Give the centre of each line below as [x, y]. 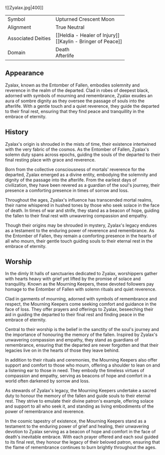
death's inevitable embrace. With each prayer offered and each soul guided [82, 437]
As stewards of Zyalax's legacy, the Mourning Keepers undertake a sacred [81, 391]
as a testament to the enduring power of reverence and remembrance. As [80, 230]
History [17, 132]
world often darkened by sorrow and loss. [48, 381]
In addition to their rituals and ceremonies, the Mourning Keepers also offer [81, 360]
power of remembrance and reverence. [45, 412]
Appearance [25, 73]
